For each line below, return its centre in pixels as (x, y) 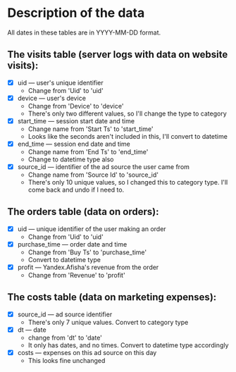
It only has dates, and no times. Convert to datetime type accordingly (128, 345)
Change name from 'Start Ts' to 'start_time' (91, 129)
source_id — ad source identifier (65, 314)
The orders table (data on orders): (83, 212)
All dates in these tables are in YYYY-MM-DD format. (84, 32)
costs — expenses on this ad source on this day (87, 353)
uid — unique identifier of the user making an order (92, 229)
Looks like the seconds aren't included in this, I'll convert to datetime (128, 136)
